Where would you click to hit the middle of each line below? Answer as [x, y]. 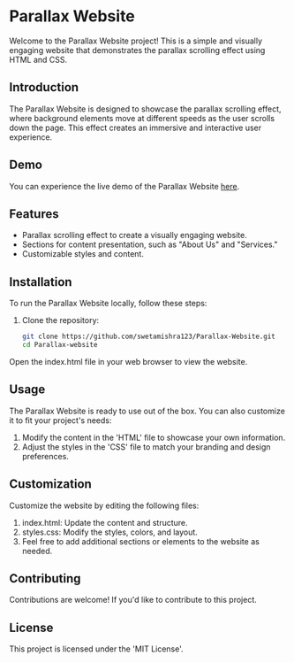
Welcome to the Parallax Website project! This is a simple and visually [136, 41]
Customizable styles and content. [83, 254]
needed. [37, 551]
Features [34, 214]
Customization [51, 484]
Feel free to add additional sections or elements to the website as [141, 541]
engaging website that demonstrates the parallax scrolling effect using [137, 50]
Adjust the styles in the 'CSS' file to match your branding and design [146, 447]
